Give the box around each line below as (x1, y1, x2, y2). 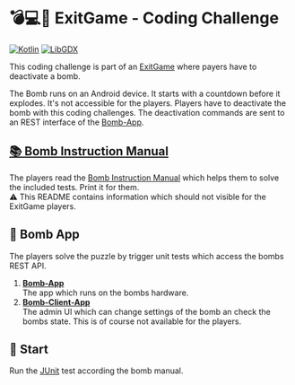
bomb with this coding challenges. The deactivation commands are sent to (9, 107, 285, 118)
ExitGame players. (9, 200, 76, 212)
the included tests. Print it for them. (9, 181, 140, 192)
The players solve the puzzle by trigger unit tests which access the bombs (9, 250, 284, 261)
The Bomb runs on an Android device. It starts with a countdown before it (9, 88, 281, 99)
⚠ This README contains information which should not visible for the (9, 191, 266, 202)
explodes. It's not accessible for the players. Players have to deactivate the (9, 97, 287, 109)
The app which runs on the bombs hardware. (22, 287, 189, 298)
